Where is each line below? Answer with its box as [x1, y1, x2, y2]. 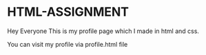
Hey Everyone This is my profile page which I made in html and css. [7, 27, 200, 35]
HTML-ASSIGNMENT [7, 4, 130, 20]
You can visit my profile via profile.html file [7, 40, 128, 48]
